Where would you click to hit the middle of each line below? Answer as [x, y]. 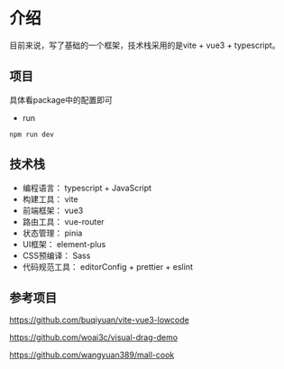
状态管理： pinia [52, 233]
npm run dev [32, 134]
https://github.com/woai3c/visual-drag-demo [94, 337]
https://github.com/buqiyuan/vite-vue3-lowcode [99, 320]
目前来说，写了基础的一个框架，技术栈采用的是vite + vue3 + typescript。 [145, 45]
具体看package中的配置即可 [61, 99]
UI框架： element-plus [64, 244]
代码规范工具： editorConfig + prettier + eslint [108, 266]
